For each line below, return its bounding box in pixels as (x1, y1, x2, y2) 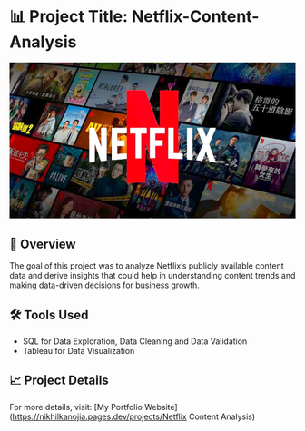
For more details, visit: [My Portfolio (9, 401, 143, 412)
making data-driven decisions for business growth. (9, 279, 200, 290)
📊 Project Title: (9, 6, 129, 27)
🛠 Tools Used (9, 307, 89, 322)
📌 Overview (9, 236, 76, 251)
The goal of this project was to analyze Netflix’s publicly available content (9, 260, 284, 271)
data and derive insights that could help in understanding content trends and (9, 270, 296, 281)
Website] (143, 401, 179, 412)
